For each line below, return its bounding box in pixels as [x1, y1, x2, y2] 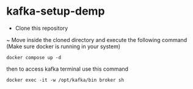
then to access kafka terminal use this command [6, 65, 129, 73]
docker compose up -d [6, 54, 62, 60]
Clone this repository [15, 24, 68, 32]
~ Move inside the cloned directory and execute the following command [6, 36, 188, 43]
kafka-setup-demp [6, 4, 105, 18]
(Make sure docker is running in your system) [6, 43, 121, 50]
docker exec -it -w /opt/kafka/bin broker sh [6, 77, 124, 83]
